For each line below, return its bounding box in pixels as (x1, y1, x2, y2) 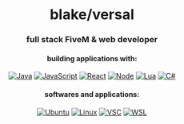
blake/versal (49, 6, 135, 24)
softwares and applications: (44, 89, 140, 99)
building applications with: (46, 53, 138, 63)
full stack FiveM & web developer (26, 34, 158, 45)
